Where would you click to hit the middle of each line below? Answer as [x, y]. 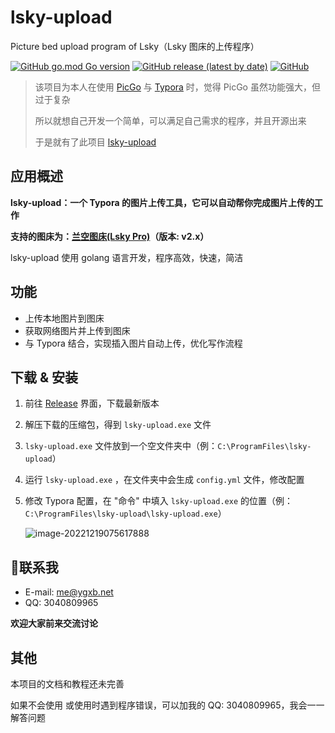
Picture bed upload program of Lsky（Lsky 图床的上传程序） [135, 46]
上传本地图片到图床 [64, 318]
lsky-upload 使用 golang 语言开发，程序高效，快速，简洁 [127, 257]
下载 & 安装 [44, 377]
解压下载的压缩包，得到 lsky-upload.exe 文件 [118, 425]
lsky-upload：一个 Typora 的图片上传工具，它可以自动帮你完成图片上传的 [162, 202]
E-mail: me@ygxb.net [69, 592]
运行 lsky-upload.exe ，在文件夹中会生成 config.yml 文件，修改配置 [164, 480]
